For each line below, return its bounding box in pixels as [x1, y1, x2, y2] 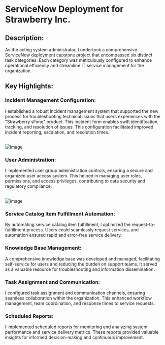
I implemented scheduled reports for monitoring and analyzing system [5, 324, 148, 330]
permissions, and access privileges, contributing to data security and [5, 178, 146, 184]
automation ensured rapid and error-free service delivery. [5, 232, 122, 238]
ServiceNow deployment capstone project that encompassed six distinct [5, 52, 153, 58]
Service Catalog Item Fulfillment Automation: [5, 210, 116, 217]
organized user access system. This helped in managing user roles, [5, 172, 142, 178]
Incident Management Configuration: [5, 97, 96, 104]
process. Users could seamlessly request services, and [26, 227, 139, 233]
